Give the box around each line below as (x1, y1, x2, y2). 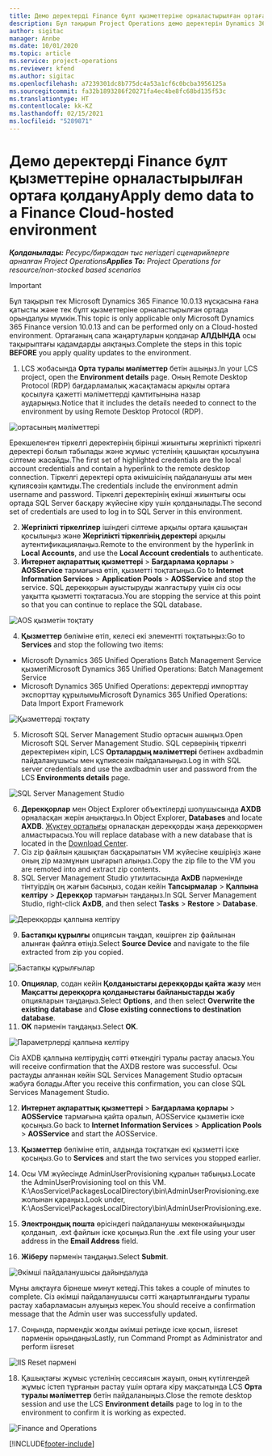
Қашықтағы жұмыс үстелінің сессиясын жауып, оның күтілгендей (20, 1373, 250, 1382)
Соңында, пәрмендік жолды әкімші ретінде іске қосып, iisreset (20, 1324, 238, 1334)
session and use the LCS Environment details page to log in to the (20, 1399, 243, 1408)
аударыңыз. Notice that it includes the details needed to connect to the (20, 397, 257, 407)
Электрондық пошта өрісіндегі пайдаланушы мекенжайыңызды (20, 1219, 245, 1229)
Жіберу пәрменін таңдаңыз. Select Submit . (20, 1251, 169, 1261)
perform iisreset (20, 1341, 75, 1352)
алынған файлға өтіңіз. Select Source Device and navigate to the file (20, 938, 250, 948)
